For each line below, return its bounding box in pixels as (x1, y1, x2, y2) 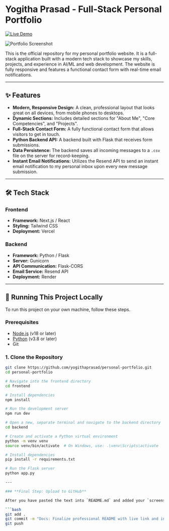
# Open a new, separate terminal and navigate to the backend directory (5, 420, 161, 425)
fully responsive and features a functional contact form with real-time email (5, 66, 161, 72)
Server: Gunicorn (12, 258, 49, 264)
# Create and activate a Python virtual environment (5, 434, 118, 439)
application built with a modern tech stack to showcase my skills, (17, 55, 152, 61)
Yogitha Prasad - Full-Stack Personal (5, 4, 162, 15)
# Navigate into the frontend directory (5, 378, 92, 384)
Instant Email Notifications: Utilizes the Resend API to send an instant (12, 158, 158, 164)
